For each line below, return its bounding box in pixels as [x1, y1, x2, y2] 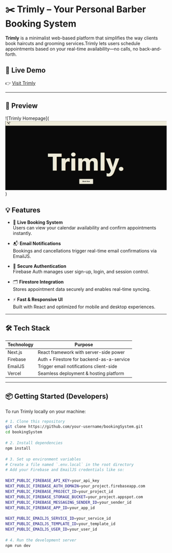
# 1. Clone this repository [5, 419, 66, 424]
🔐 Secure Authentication [12, 263, 67, 269]
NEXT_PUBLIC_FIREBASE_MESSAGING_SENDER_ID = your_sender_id [5, 500, 132, 505]
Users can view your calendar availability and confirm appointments [12, 224, 157, 230]
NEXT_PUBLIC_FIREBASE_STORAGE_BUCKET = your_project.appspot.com [5, 494, 143, 499]
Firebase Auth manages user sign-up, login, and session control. [12, 268, 149, 274]
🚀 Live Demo [5, 66, 46, 75]
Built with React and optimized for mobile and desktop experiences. [12, 304, 156, 310]
